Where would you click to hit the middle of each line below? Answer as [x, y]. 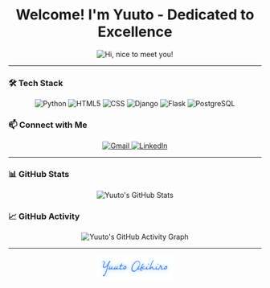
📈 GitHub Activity [44, 216]
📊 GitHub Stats [39, 175]
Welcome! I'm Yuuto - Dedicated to [135, 15]
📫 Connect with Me [48, 125]
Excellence [135, 32]
